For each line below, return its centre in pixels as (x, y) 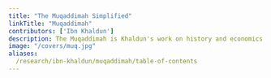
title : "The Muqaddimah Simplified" (70, 16)
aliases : (23, 54)
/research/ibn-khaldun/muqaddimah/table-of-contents (107, 62)
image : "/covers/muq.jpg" (52, 46)
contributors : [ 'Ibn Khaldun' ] (61, 31)
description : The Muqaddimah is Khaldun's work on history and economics (136, 39)
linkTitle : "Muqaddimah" (50, 24)
